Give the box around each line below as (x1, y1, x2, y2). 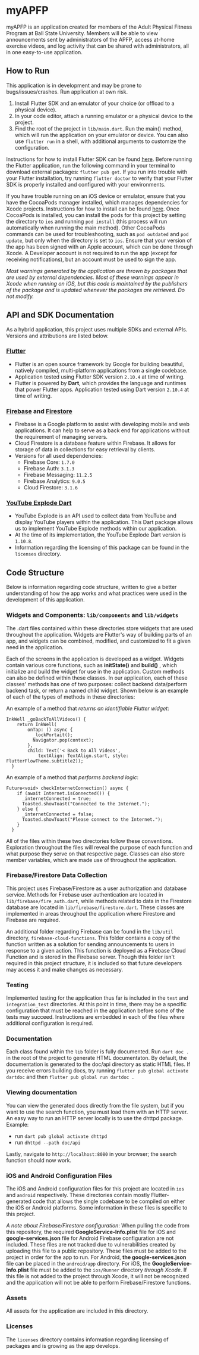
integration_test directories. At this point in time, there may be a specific (6, 1001, 187, 1008)
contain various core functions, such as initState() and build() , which (6, 661, 177, 668)
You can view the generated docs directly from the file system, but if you (6, 1102, 184, 1109)
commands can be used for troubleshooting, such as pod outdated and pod (6, 230, 189, 237)
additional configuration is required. (6, 1020, 93, 1027)
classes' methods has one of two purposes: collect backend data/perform (6, 680, 188, 687)
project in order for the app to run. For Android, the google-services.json (6, 1254, 187, 1261)
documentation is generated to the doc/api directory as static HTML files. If (6, 1061, 191, 1068)
